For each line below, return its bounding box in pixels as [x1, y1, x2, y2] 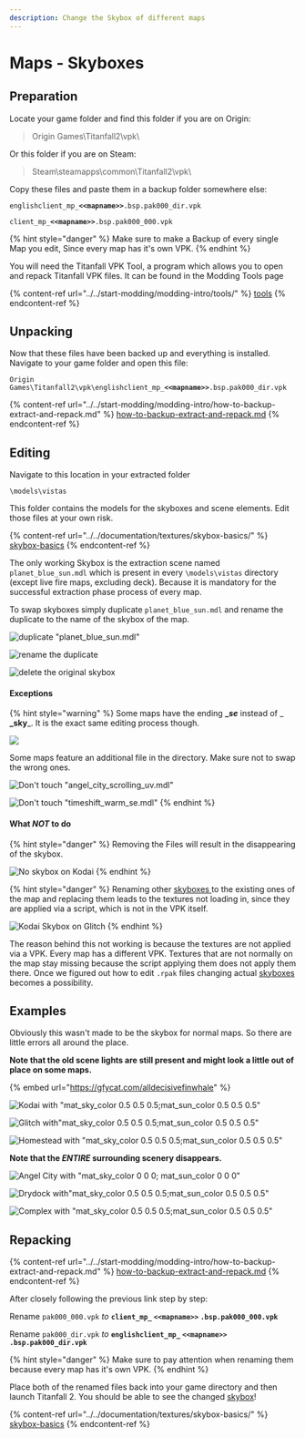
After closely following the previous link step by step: [9, 1293, 208, 1304]
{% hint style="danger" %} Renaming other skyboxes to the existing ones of [9, 883, 296, 894]
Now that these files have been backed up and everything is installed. [9, 348, 271, 359]
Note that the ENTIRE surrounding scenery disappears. [9, 1153, 222, 1164]
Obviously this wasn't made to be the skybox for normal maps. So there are [9, 1027, 292, 1039]
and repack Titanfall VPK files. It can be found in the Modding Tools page [9, 270, 284, 281]
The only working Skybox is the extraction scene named [9, 558, 220, 569]
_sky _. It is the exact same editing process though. [9, 717, 200, 729]
